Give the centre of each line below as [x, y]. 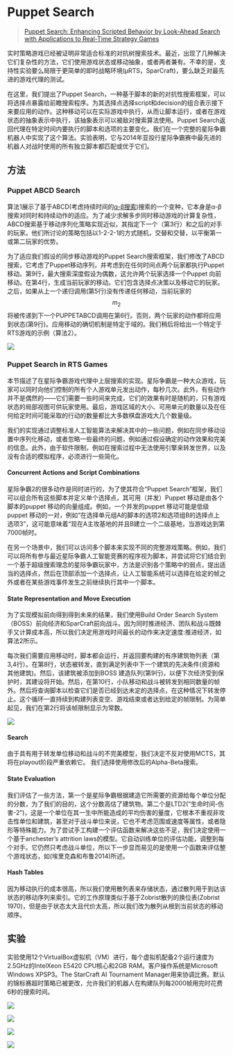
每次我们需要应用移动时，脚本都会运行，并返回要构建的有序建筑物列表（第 [113, 656]
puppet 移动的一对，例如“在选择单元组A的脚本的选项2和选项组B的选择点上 [114, 515]
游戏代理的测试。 [43, 79]
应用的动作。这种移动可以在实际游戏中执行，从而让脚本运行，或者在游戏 [122, 111]
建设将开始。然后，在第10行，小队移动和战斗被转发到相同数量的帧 [126, 682]
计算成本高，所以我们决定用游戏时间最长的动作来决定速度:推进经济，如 [120, 632]
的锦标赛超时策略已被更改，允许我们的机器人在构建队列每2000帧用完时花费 [115, 983]
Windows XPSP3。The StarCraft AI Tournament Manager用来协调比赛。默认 [116, 974]
